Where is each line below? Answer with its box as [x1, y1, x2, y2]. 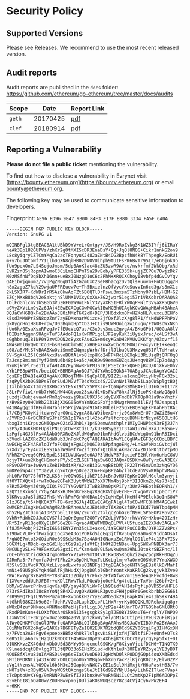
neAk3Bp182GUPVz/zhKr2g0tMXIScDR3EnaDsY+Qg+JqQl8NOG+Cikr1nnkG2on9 [6, 247, 179, 253]
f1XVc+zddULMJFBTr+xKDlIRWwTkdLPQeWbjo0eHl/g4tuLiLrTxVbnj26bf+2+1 [6, 578, 179, 584]
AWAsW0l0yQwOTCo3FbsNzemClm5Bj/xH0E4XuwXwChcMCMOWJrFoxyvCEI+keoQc [6, 341, 179, 347]
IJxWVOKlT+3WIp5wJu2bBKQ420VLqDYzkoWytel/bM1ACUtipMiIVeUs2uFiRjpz [6, 614, 179, 620]
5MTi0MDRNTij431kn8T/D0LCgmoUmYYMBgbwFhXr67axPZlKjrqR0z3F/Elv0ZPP [6, 656, 179, 662]
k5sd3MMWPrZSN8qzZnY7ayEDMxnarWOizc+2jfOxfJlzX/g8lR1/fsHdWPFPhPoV [6, 315, 179, 322]
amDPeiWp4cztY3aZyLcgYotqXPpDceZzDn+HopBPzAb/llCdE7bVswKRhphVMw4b [6, 467, 179, 473]
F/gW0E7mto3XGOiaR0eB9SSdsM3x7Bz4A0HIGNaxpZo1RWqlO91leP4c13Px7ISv [6, 536, 179, 542]
